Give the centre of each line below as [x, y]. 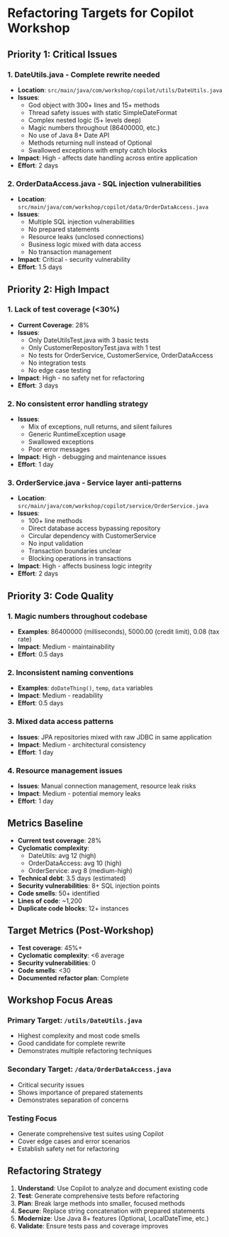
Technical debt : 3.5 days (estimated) [72, 878]
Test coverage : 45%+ [50, 947]
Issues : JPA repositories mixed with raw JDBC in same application [114, 737]
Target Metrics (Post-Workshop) [81, 931]
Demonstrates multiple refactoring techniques [85, 1051]
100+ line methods [55, 521]
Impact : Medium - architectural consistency [82, 744]
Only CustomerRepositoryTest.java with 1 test [94, 347]
